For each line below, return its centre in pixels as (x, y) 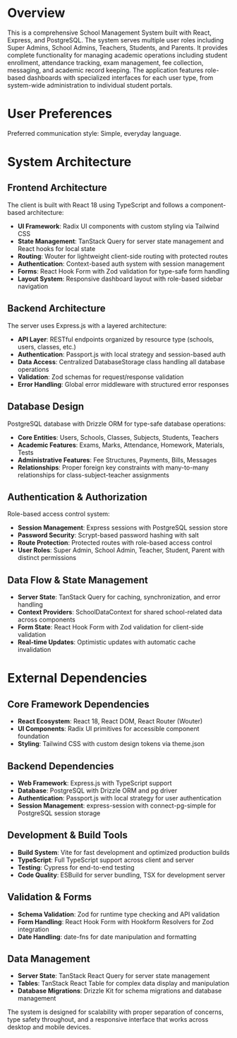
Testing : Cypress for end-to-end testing (76, 867)
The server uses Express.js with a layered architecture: (87, 325)
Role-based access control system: (59, 514)
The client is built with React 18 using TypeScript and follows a (98, 205)
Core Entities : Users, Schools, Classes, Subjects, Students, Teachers (118, 437)
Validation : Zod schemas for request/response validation (101, 377)
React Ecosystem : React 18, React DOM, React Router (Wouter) (110, 721)
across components (46, 619)
